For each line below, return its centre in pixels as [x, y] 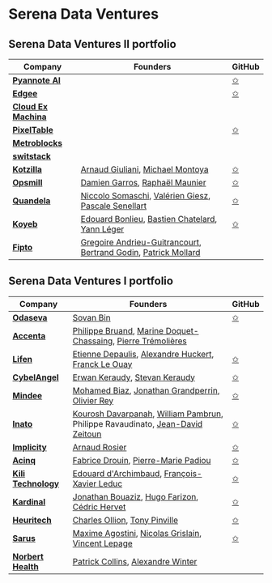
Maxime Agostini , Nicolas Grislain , [137, 533]
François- [183, 473]
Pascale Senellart [114, 206]
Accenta [29, 335]
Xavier [85, 483]
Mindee [28, 395]
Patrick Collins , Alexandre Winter [135, 561]
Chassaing [93, 341]
